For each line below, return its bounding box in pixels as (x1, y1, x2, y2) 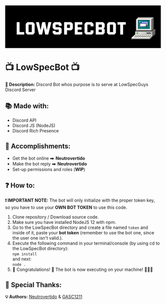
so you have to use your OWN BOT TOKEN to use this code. (5, 204, 127, 210)
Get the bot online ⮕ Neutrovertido (12, 155, 85, 161)
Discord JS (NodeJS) (12, 123, 56, 129)
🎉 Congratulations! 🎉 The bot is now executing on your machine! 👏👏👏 (12, 266, 153, 272)
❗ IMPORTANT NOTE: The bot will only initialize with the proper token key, (5, 197, 155, 203)
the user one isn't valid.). (12, 235, 63, 241)
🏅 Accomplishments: (5, 142, 71, 151)
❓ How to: (5, 181, 35, 190)
